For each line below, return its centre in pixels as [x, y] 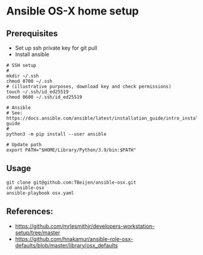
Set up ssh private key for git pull [56, 48]
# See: [14, 113]
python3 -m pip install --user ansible [56, 134]
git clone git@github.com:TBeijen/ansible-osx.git [71, 182]
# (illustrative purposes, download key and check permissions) [89, 86]
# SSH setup [21, 65]
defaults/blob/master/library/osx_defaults [66, 245]
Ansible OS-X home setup [72, 11]
